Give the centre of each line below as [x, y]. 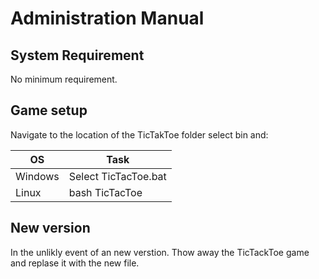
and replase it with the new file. [75, 263]
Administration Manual [107, 18]
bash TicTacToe [105, 192]
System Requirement [77, 55]
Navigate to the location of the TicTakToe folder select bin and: [139, 134]
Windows [37, 176]
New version [50, 228]
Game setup [49, 110]
